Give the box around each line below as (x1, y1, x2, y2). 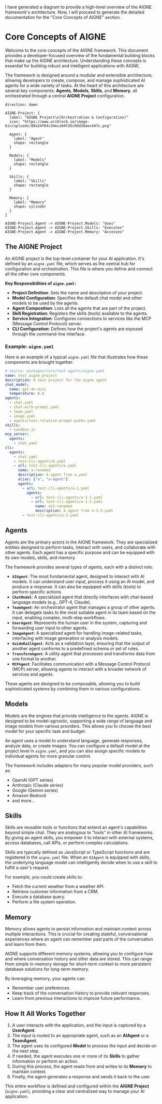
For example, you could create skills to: (5, 874, 83, 880)
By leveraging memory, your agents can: (5, 976, 86, 981)
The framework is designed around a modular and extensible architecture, (5, 72, 153, 78)
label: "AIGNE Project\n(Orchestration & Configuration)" (9, 115, 129, 120)
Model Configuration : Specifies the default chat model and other (12, 295, 143, 301)
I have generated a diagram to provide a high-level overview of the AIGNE (5, 4, 152, 10)
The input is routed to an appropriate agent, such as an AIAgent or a (12, 1032, 149, 1038)
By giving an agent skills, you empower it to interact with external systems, (5, 835, 154, 841)
